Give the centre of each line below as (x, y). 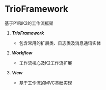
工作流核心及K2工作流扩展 (45, 63)
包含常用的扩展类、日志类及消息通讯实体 (60, 43)
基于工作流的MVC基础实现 (45, 83)
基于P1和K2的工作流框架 (29, 23)
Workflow (22, 53)
